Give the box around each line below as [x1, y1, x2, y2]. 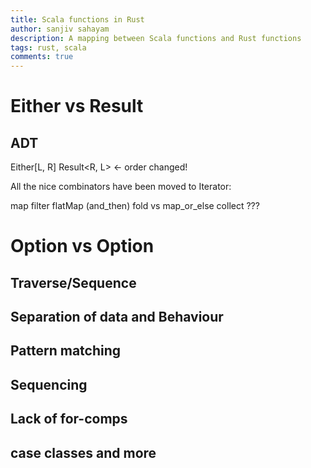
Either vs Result [10, 95, 144, 118]
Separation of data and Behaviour [10, 309, 224, 326]
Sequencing [10, 376, 88, 393]
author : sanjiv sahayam [10, 24, 110, 34]
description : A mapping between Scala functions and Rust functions [10, 33, 302, 43]
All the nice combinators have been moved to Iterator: [10, 181, 232, 193]
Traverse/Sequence [10, 274, 137, 291]
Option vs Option [10, 235, 155, 258]
